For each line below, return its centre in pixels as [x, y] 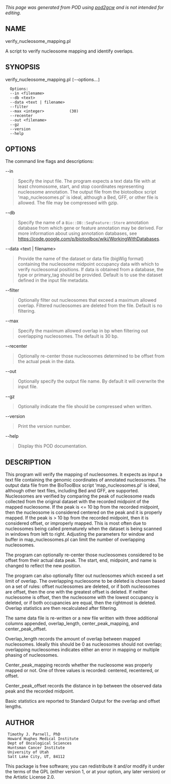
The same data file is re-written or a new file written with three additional [82, 618]
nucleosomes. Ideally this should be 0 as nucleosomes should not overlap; [84, 644]
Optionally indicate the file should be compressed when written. [85, 407]
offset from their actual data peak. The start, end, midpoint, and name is [81, 560]
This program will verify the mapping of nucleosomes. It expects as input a [84, 474]
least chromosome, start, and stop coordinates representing [81, 186]
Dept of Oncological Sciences [40, 743]
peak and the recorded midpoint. [40, 691]
